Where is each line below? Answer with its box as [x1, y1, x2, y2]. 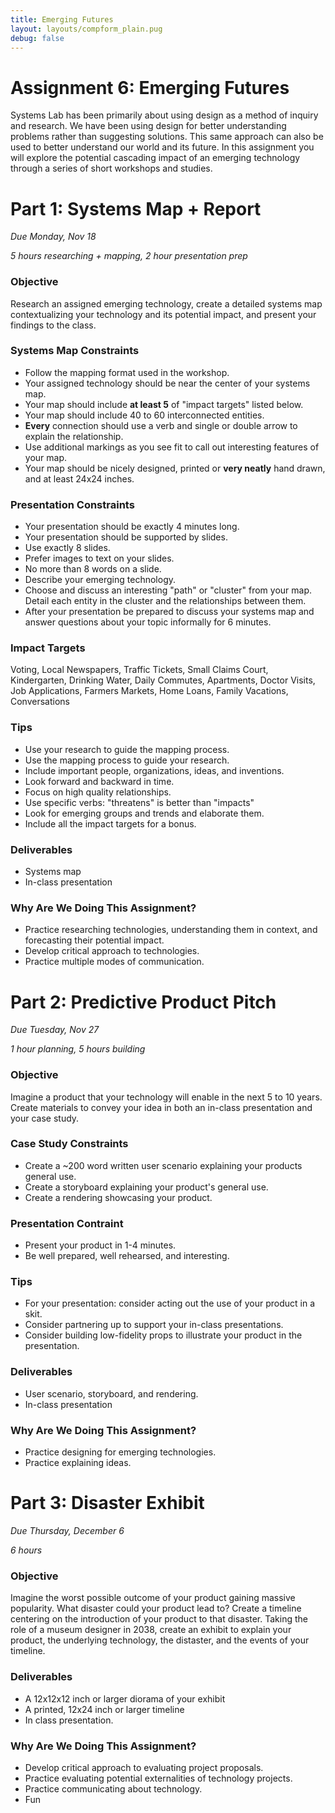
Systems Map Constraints [10, 344, 140, 358]
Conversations [10, 696, 70, 708]
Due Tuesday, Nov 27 [10, 1024, 100, 1036]
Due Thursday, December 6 [10, 1524, 125, 1536]
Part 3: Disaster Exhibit [10, 1492, 205, 1515]
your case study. [10, 1112, 80, 1124]
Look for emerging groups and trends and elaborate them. [24, 807, 265, 819]
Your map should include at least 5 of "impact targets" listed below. [24, 398, 304, 410]
